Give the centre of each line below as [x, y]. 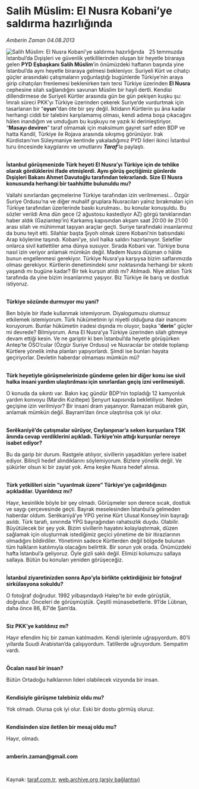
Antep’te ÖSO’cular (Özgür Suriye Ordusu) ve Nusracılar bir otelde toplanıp [97, 344]
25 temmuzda [166, 51]
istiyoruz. [18, 284]
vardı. [13, 650]
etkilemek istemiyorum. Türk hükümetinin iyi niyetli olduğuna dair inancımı [97, 319]
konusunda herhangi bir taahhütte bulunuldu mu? [69, 184]
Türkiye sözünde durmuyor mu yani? [53, 302]
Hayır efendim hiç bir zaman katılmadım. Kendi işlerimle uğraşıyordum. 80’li [98, 637]
